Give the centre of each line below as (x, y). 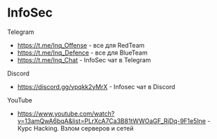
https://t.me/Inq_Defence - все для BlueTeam (82, 53)
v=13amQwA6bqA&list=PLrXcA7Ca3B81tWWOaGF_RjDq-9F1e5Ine (111, 121)
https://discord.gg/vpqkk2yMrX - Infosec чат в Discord (96, 86)
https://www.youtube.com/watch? (66, 113)
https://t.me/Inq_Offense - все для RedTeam (81, 45)
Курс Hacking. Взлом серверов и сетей (75, 128)
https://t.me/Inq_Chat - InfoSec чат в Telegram (84, 59)
